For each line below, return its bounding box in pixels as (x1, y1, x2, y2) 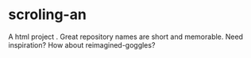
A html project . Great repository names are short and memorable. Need (8, 32, 244, 41)
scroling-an (8, 6, 87, 24)
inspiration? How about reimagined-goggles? (8, 40, 156, 49)
